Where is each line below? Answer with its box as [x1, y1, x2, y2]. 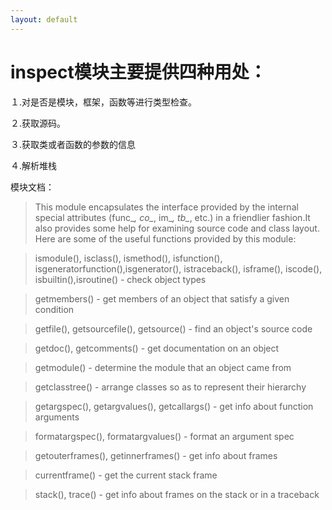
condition [34, 303, 75, 315]
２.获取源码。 [10, 117, 67, 129]
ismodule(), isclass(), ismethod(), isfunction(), [34, 252, 223, 264]
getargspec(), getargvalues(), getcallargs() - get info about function [34, 400, 314, 412]
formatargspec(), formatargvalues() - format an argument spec [34, 430, 295, 442]
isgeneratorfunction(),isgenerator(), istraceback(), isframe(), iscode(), [34, 262, 323, 275]
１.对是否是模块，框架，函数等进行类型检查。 [10, 96, 198, 108]
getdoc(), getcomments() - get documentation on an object [34, 342, 280, 354]
